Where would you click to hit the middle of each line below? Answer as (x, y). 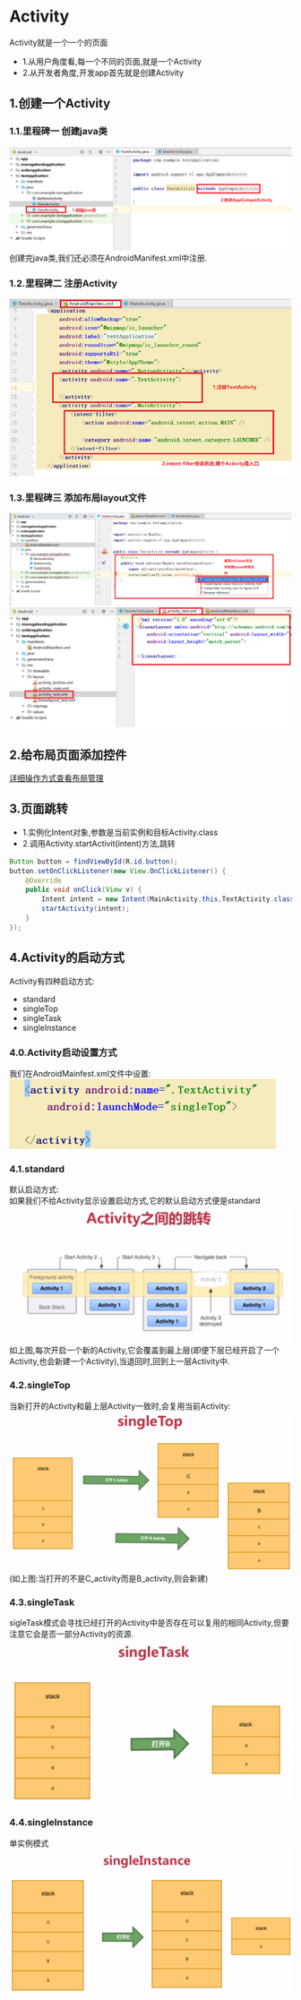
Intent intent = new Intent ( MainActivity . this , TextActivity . (158, 899)
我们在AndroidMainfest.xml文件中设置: (80, 1073)
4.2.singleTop (40, 1386)
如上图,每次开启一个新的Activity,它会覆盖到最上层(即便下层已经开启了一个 (145, 1351)
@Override (44, 880)
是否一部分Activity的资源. (87, 1634)
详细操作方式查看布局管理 (56, 778)
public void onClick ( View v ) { (84, 890)
